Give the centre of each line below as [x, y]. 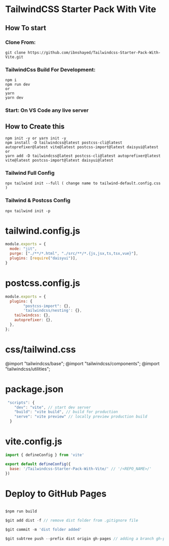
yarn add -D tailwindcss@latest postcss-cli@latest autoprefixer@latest [83, 156]
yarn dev [14, 98]
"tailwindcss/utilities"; [28, 369]
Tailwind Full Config [30, 173]
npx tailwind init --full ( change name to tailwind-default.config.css [83, 183]
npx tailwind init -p [28, 211]
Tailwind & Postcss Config [38, 200]
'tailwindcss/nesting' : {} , [53, 311]
